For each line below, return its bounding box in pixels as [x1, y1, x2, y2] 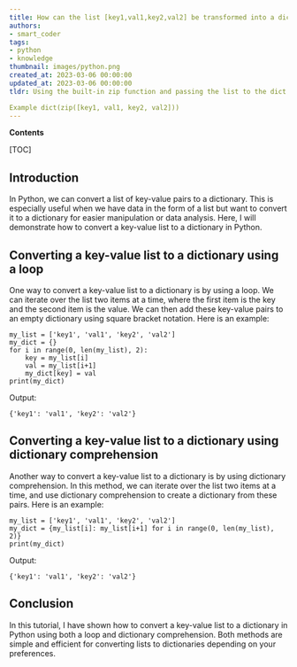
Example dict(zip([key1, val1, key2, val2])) [9, 103, 179, 112]
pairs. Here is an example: [9, 499, 104, 509]
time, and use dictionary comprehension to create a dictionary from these [9, 489, 278, 500]
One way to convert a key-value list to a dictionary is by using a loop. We [9, 285, 274, 295]
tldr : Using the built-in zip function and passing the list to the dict [9, 87, 287, 96]
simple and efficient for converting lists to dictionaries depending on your [9, 639, 277, 649]
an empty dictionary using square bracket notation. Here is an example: [9, 314, 270, 323]
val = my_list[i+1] [25, 361, 97, 370]
